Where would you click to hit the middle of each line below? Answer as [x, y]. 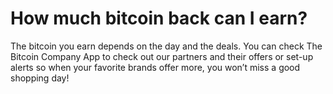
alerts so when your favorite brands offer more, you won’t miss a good [155, 67]
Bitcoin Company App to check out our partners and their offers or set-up [162, 56]
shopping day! [40, 78]
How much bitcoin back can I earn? [159, 18]
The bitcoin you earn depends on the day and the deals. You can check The [166, 46]
